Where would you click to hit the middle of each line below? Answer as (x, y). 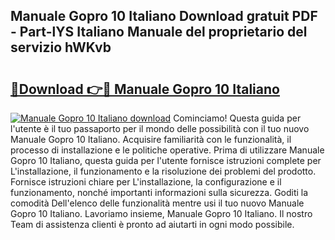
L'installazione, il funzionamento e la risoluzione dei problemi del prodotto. (163, 171)
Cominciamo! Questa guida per (237, 118)
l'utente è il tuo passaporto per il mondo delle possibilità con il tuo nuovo (160, 128)
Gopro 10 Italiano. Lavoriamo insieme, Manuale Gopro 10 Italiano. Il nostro (161, 213)
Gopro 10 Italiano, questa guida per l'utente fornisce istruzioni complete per (166, 160)
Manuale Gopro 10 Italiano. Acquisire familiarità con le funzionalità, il (151, 139)
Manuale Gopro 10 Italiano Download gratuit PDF (164, 16)
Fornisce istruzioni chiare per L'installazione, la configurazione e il (146, 182)
